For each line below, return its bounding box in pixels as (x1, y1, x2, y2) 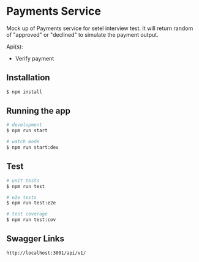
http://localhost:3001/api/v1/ (6, 250, 86, 256)
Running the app (6, 106, 70, 116)
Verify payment (15, 54, 54, 62)
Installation (6, 72, 50, 83)
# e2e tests (6, 194, 37, 200)
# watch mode (6, 139, 40, 145)
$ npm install (6, 89, 43, 95)
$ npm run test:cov (6, 217, 56, 223)
